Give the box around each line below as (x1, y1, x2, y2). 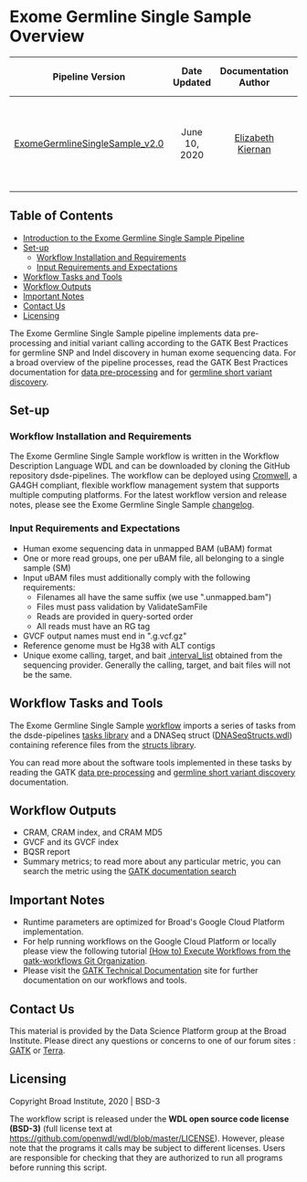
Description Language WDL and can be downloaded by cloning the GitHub (9, 460, 291, 471)
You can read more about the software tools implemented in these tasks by (9, 756, 292, 768)
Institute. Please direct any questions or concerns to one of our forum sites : (9, 1035, 296, 1046)
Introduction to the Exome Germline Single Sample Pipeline (22, 232, 245, 243)
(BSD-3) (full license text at (9, 1123, 112, 1134)
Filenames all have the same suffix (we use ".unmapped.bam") (36, 591, 272, 602)
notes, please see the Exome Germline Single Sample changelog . (9, 500, 255, 511)
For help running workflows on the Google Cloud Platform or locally (22, 936, 277, 947)
